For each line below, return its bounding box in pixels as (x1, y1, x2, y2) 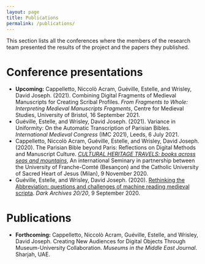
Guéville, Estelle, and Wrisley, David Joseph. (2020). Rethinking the (15, 176, 185, 184)
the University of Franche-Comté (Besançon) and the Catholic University (15, 164, 199, 171)
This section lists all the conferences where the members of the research (6, 37, 191, 45)
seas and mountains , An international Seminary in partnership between (15, 157, 195, 164)
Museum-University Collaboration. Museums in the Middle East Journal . (15, 244, 198, 252)
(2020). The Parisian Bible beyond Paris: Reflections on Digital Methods (15, 144, 196, 151)
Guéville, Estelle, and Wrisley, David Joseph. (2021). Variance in (15, 118, 176, 126)
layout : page (6, 9, 40, 15)
